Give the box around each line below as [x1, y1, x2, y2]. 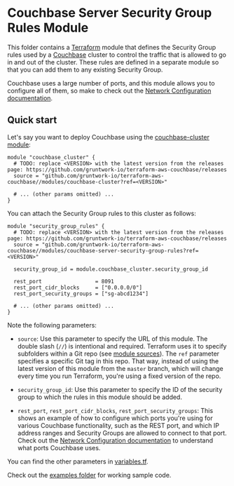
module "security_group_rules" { [7, 222, 105, 229]
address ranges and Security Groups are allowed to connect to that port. [17, 428, 227, 437]
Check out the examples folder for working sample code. [7, 471, 172, 479]
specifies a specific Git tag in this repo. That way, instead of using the [17, 356, 219, 365]
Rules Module [7, 20, 89, 36]
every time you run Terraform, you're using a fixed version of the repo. [17, 372, 221, 380]
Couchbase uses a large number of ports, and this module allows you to [7, 79, 215, 87]
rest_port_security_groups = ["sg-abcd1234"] [13, 290, 149, 297]
